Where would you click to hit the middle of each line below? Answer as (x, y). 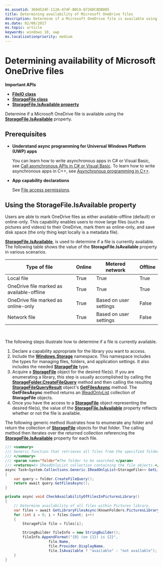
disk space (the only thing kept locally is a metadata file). (62, 232)
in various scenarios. (26, 252)
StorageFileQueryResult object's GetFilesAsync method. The (74, 387)
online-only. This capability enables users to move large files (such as (75, 222)
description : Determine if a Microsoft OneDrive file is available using (81, 18)
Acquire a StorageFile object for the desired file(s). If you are (73, 372)
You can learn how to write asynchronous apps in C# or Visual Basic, (81, 161)
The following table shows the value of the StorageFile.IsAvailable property (81, 247)
